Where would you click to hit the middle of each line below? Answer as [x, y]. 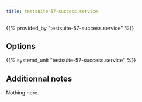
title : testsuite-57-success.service [52, 11]
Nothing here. [22, 93]
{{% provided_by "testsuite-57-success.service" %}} [70, 28]
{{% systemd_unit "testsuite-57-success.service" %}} [71, 60]
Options [21, 46]
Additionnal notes [39, 78]
